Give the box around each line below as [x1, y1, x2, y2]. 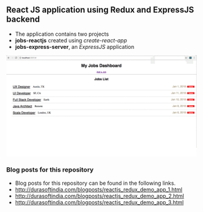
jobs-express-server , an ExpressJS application [14, 43, 135, 50]
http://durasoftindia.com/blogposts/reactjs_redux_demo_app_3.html [14, 199, 184, 206]
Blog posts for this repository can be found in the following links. [14, 179, 176, 187]
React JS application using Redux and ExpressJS [6, 5, 195, 15]
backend [6, 14, 40, 25]
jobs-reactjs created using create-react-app [14, 36, 127, 44]
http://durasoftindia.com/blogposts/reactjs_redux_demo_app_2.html [14, 192, 184, 199]
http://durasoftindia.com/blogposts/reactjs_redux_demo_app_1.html [14, 185, 182, 193]
